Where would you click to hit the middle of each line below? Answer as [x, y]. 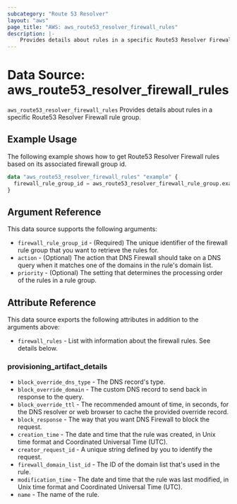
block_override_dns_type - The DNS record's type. [91, 382]
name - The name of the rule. [59, 495]
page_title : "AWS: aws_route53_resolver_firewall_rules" [93, 27]
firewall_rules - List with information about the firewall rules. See [114, 341]
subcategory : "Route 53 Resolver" [58, 14]
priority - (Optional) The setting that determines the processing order [120, 273]
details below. [37, 348]
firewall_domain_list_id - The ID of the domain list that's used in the [119, 464]
